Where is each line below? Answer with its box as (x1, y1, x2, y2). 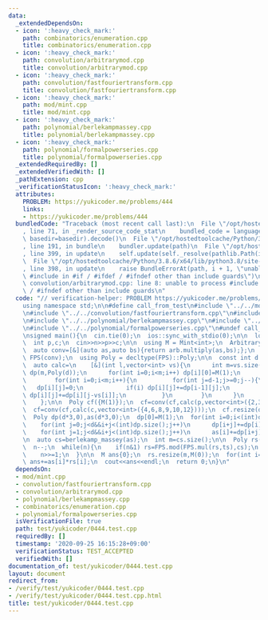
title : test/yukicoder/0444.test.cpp (8, 599, 134, 607)
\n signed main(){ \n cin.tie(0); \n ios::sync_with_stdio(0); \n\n (22, 331, 248, 340)
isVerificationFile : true (15, 518, 102, 526)
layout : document (8, 570, 66, 578)
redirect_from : (8, 577, 59, 585)
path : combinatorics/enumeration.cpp (22, 34, 148, 42)
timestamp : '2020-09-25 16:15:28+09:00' (15, 540, 152, 548)
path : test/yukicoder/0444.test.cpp (15, 525, 137, 533)
